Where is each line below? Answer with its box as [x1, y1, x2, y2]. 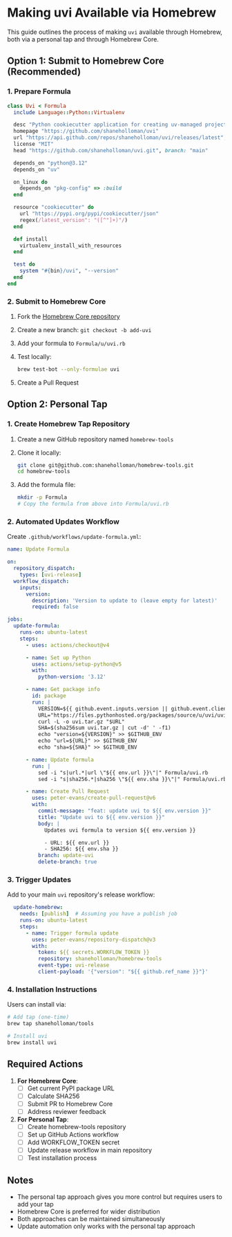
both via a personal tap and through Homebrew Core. [7, 35, 159, 43]
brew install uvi [7, 1039, 57, 1046]
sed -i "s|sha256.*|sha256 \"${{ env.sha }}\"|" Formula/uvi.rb [37, 776, 227, 782]
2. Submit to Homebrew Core [7, 296, 106, 306]
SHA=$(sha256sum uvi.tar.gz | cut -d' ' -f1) [37, 724, 171, 731]
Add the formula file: [17, 481, 76, 489]
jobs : [7, 616, 23, 623]
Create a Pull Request [17, 378, 79, 387]
